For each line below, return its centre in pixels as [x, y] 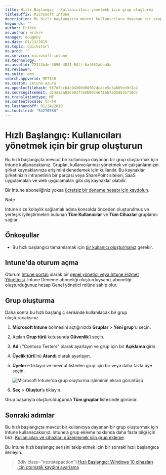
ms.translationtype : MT [30, 97]
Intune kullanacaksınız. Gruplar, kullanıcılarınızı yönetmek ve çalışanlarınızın [82, 165]
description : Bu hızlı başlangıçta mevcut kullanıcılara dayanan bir [78, 19]
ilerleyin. [14, 452]
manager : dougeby [23, 38]
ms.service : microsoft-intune [36, 56]
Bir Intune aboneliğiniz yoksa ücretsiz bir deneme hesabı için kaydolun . [77, 190]
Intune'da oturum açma [42, 263]
